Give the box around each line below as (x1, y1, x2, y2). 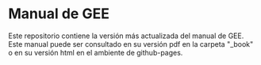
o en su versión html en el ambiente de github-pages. (8, 48, 183, 57)
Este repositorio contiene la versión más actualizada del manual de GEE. (8, 31, 244, 40)
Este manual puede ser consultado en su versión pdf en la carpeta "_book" (8, 39, 254, 48)
